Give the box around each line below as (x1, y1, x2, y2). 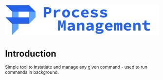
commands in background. (5, 69, 59, 75)
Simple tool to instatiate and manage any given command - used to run (5, 64, 148, 70)
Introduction (5, 48, 57, 59)
